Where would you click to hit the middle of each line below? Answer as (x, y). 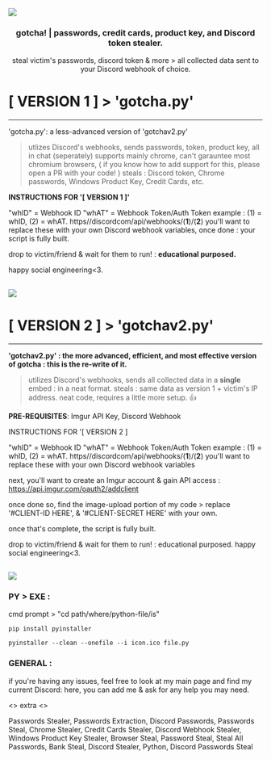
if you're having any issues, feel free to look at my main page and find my (130, 681)
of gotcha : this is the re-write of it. (68, 364)
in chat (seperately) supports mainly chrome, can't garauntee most (139, 156)
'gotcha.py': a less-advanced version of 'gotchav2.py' (98, 132)
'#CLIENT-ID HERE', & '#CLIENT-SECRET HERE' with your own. (113, 513)
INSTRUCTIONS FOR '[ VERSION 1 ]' (69, 197)
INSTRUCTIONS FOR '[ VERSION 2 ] (68, 431)
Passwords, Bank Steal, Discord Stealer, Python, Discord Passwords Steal (131, 746)
